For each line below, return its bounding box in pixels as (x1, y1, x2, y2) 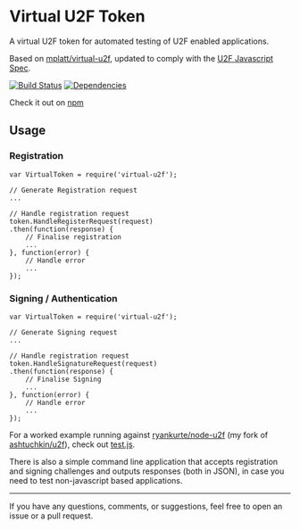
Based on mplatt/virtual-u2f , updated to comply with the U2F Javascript (9, 53, 274, 63)
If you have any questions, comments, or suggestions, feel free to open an (9, 501, 283, 511)
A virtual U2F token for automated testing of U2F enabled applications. (9, 36, 270, 46)
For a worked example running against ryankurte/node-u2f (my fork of (9, 429, 269, 440)
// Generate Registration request (9, 186, 138, 195)
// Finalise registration (25, 232, 122, 242)
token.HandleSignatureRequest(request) (9, 359, 158, 368)
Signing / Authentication (9, 292, 118, 304)
